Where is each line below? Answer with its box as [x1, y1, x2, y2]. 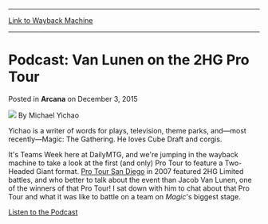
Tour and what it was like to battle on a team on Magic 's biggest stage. [8, 191, 241, 201]
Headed [8, 166, 34, 176]
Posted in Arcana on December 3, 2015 [8, 94, 138, 103]
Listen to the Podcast [8, 207, 78, 217]
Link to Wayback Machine [8, 16, 93, 25]
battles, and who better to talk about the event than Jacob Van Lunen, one [8, 175, 253, 184]
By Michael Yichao [18, 110, 80, 120]
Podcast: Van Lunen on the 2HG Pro [8, 51, 250, 69]
